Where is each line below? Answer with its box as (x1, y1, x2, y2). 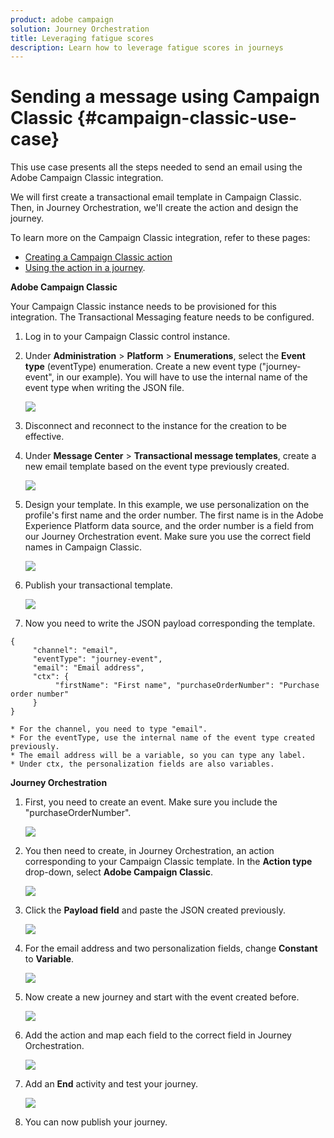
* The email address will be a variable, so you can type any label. (10, 751, 307, 761)
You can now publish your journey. (24, 1116, 168, 1128)
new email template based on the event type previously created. (24, 461, 290, 473)
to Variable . (24, 953, 75, 965)
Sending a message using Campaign (10, 86, 321, 108)
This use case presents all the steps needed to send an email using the (10, 161, 303, 173)
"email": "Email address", (32, 663, 145, 673)
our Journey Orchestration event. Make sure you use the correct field (24, 531, 312, 543)
